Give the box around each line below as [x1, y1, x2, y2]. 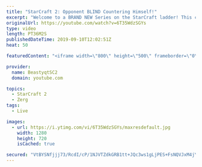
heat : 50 [6, 42, 28, 48]
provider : [6, 63, 31, 69]
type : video [6, 25, 36, 32]
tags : [6, 102, 20, 108]
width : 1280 [17, 130, 47, 136]
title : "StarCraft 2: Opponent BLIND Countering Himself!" [6, 8, 158, 15]
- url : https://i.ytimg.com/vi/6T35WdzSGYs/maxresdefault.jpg [11, 124, 171, 130]
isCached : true [17, 141, 55, 147]
